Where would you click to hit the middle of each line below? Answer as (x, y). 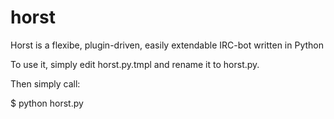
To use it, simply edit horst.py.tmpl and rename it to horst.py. (135, 64)
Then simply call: (45, 83)
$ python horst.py (47, 103)
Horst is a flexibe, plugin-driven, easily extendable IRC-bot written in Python (167, 45)
